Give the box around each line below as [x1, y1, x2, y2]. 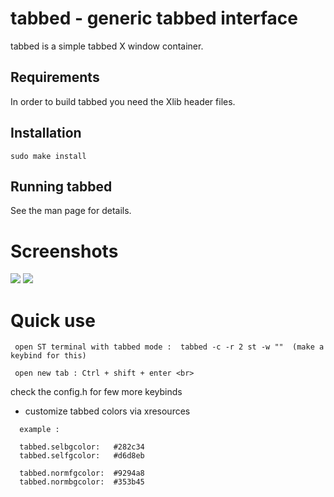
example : [19, 425, 60, 435]
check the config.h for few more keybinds [10, 386, 183, 398]
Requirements [10, 69, 100, 86]
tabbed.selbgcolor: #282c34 [19, 442, 145, 452]
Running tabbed [10, 178, 113, 195]
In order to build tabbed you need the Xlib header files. [10, 95, 236, 107]
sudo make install [10, 151, 87, 161]
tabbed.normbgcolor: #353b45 [19, 477, 145, 487]
